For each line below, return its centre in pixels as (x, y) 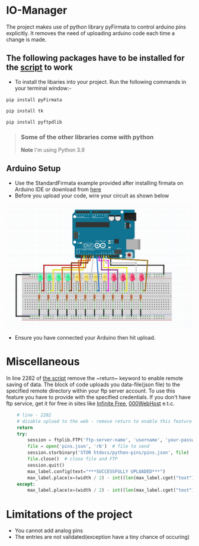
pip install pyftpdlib (34, 122)
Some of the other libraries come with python (87, 137)
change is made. (26, 39)
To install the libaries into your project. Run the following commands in (100, 81)
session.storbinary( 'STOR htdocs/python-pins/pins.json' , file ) (108, 453)
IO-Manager (37, 10)
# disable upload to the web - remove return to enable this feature (105, 421)
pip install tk (25, 111)
